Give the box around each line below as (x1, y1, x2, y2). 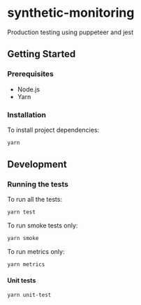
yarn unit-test (7, 292, 52, 299)
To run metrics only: (7, 248, 65, 256)
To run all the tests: (7, 195, 63, 204)
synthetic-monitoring (7, 5, 135, 21)
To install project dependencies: (7, 126, 100, 134)
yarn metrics (7, 261, 45, 268)
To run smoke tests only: (7, 221, 78, 230)
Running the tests (7, 179, 68, 189)
